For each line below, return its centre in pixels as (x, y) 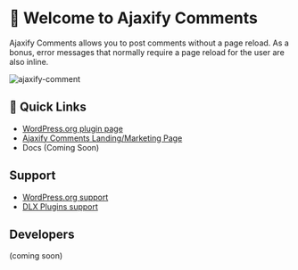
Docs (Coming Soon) (61, 147)
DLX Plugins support (60, 206)
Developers (42, 234)
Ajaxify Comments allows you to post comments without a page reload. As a (149, 43)
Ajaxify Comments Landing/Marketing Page (102, 138)
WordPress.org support (65, 197)
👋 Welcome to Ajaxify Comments (134, 18)
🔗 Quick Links (48, 107)
